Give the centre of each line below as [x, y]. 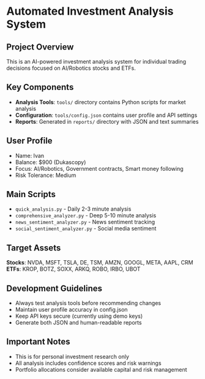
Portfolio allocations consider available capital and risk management [101, 369]
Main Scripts [31, 194]
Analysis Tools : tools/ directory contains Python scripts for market [100, 102]
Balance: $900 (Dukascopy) [50, 162]
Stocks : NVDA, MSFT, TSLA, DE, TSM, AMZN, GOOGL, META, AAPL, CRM [100, 263]
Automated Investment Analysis [90, 11]
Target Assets [34, 248]
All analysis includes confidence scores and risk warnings [88, 363]
